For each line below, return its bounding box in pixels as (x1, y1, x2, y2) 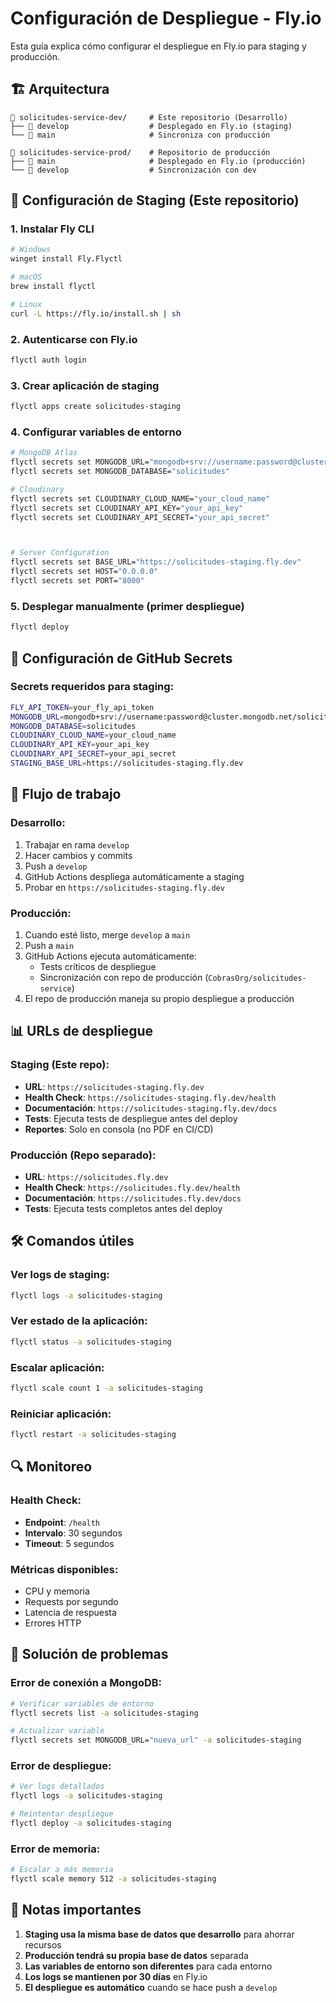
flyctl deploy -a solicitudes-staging (10, 1818, 172, 1829)
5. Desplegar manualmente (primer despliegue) (10, 599, 245, 613)
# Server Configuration (10, 548, 110, 558)
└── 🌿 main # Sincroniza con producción (10, 130, 271, 140)
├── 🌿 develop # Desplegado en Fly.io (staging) (10, 121, 293, 131)
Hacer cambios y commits (24, 849, 133, 861)
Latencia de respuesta (24, 1606, 117, 1618)
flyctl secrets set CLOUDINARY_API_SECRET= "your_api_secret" (10, 512, 271, 522)
